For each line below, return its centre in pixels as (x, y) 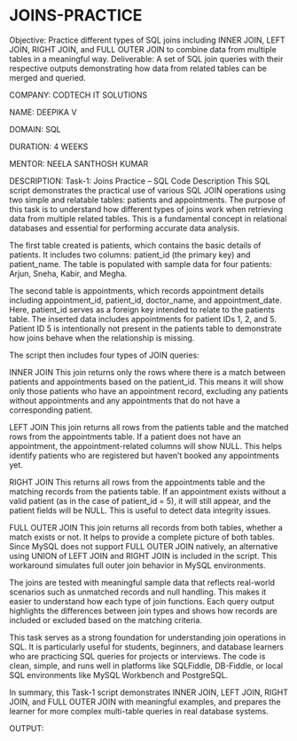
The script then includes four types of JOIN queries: (104, 355)
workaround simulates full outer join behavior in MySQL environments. (137, 565)
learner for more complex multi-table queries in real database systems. (139, 711)
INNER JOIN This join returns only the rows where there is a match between (148, 372)
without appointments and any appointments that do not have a (125, 400)
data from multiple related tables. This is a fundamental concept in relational (148, 218)
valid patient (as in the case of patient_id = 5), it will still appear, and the (140, 501)
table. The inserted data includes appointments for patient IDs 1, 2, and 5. (143, 319)
